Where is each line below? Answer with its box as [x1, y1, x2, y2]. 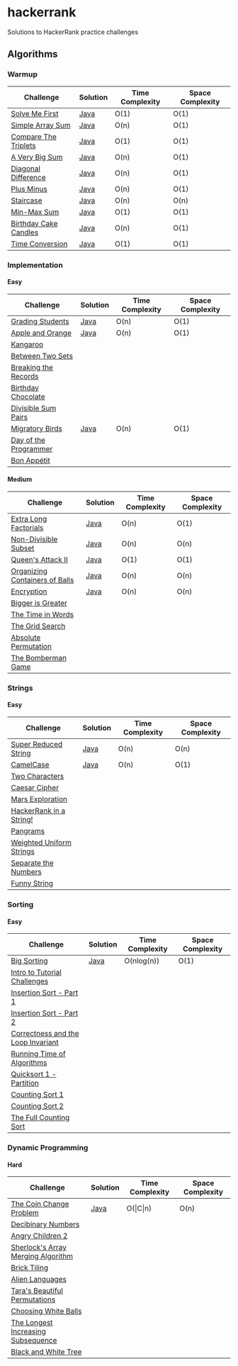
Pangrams [11, 826, 45, 836]
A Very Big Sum [11, 152, 63, 162]
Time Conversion [11, 239, 68, 249]
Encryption [11, 586, 47, 596]
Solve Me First [11, 108, 59, 118]
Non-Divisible [11, 534, 58, 544]
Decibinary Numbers [11, 1219, 80, 1229]
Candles [11, 227, 39, 237]
